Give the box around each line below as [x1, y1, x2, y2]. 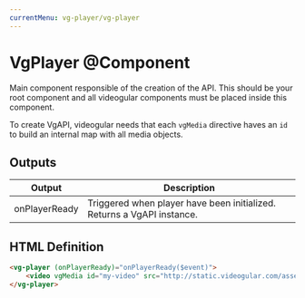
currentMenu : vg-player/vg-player [9, 13, 141, 23]
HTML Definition [9, 239, 104, 255]
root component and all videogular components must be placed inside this [9, 91, 288, 102]
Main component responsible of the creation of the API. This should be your [9, 82, 293, 93]
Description [162, 182, 215, 195]
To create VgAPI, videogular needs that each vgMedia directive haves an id [9, 119, 289, 130]
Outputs [9, 155, 57, 170]
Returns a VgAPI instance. [87, 208, 198, 221]
